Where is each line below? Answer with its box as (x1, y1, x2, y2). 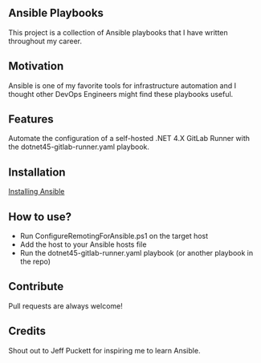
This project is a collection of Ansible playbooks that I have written (8, 27, 229, 37)
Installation (8, 165, 66, 179)
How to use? (8, 210, 72, 224)
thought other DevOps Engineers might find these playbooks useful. (8, 89, 234, 99)
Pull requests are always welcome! (8, 300, 123, 311)
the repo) (19, 256, 51, 267)
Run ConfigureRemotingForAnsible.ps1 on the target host (19, 232, 209, 241)
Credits (8, 325, 47, 338)
